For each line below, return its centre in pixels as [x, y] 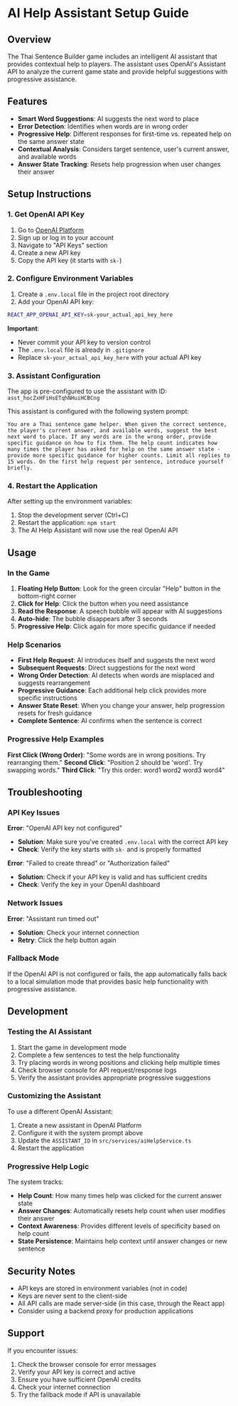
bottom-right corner [47, 595]
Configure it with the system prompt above [80, 1132]
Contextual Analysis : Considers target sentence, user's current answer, [123, 149]
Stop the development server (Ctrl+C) [73, 515]
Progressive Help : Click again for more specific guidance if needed [117, 626]
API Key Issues [34, 812]
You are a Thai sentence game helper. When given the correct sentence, [117, 424]
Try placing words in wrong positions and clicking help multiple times [119, 1062]
